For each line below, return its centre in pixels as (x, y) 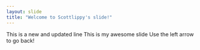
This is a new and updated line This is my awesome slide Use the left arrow (100, 34)
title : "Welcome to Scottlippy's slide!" (59, 17)
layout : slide (24, 12)
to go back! (20, 40)
